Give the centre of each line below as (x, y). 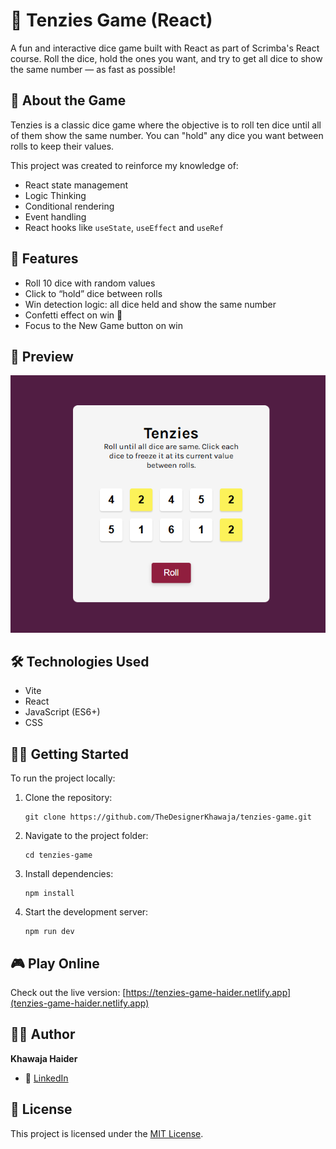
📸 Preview (42, 356)
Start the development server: (86, 912)
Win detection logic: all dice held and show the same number (150, 304)
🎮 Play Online (55, 963)
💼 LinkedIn (46, 1078)
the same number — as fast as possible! (93, 69)
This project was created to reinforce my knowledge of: (124, 165)
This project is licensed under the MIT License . (107, 1133)
